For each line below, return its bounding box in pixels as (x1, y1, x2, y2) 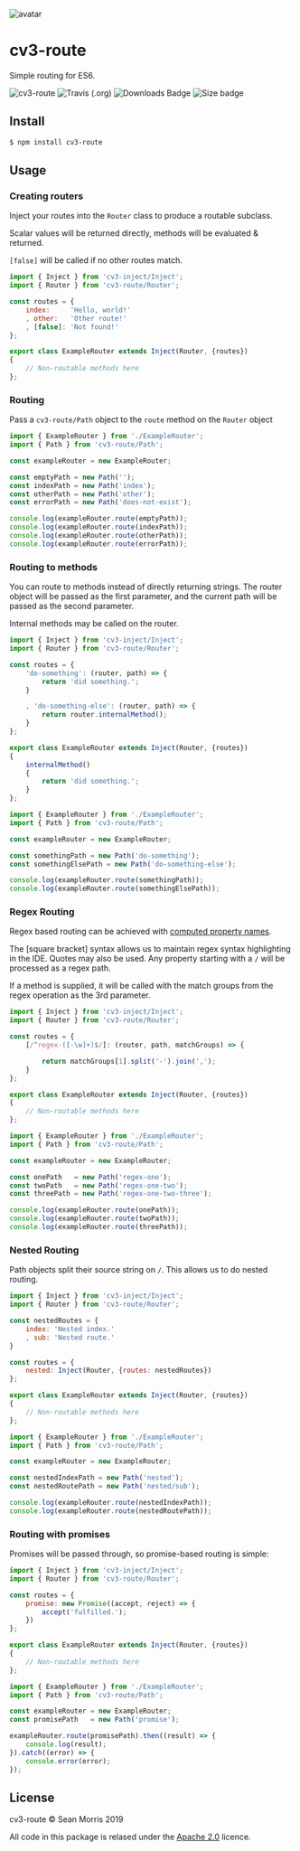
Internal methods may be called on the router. (9, 618, 179, 629)
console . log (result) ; (25, 1740, 107, 1749)
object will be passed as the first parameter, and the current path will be (9, 591, 277, 602)
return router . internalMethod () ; (42, 710, 168, 719)
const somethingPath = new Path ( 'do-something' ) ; (9, 850, 201, 860)
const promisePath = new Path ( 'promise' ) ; (9, 1715, 180, 1724)
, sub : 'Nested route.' (25, 1333, 116, 1342)
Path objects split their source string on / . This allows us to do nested (9, 1264, 268, 1275)
